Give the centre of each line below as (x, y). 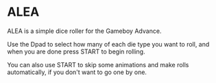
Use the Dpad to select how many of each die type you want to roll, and (108, 44)
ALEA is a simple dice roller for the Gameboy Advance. (84, 31)
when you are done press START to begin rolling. (76, 51)
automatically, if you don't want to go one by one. (77, 72)
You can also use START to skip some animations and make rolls (98, 64)
